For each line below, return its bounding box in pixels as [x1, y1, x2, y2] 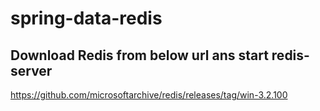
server [10, 62, 53, 79]
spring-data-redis [10, 7, 163, 30]
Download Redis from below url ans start [10, 47, 269, 64]
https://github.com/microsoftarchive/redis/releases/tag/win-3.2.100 [10, 89, 288, 101]
